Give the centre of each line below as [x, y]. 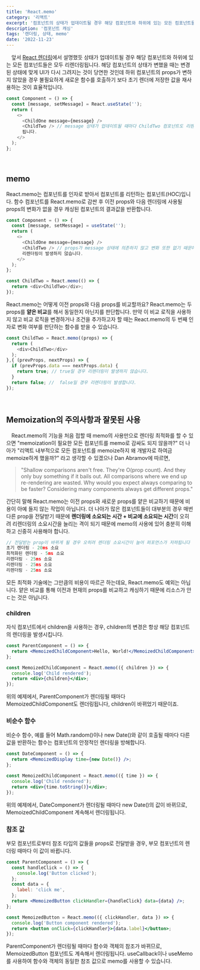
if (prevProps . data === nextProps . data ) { [65, 366]
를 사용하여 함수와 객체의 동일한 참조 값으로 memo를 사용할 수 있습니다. [89, 961]
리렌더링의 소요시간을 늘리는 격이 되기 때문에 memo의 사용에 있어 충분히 [96, 523]
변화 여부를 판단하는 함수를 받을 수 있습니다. [68, 327]
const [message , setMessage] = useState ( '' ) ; [69, 226]
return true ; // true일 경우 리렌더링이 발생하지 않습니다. [83, 371]
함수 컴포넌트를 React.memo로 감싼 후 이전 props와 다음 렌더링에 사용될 [98, 202]
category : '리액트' [28, 17]
